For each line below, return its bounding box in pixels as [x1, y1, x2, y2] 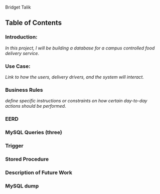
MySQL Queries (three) [5, 129, 62, 136]
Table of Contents [5, 18, 62, 27]
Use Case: [5, 62, 31, 69]
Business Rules [5, 86, 43, 93]
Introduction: [5, 33, 38, 40]
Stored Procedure [5, 156, 49, 163]
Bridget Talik [5, 4, 31, 10]
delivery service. [5, 50, 39, 56]
